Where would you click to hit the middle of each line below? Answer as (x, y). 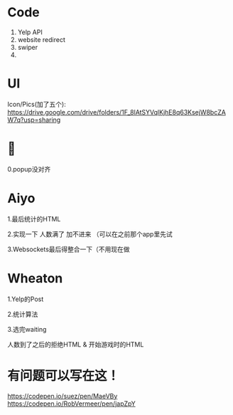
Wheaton (35, 278)
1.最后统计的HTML (34, 219)
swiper (28, 47)
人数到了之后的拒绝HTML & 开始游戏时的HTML (76, 344)
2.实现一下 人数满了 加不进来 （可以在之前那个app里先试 (90, 234)
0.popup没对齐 (29, 169)
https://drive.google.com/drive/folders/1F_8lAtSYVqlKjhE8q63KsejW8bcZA (116, 112)
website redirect (41, 39)
